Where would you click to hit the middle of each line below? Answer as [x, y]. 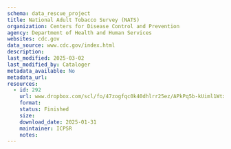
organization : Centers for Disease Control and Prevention [93, 26]
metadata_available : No [41, 71]
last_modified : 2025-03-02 [46, 58]
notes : [29, 135]
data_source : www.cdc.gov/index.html [61, 45]
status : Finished [44, 109]
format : [30, 103]
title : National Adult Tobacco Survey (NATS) [73, 20]
